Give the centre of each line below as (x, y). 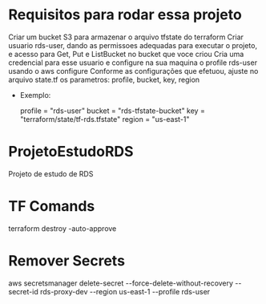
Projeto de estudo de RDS (51, 173)
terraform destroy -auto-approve (62, 228)
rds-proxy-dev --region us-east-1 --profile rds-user (125, 291)
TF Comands (52, 207)
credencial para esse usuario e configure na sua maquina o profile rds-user (133, 63)
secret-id (23, 291)
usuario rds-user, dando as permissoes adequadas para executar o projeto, (133, 45)
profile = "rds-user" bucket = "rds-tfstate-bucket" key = (113, 111)
